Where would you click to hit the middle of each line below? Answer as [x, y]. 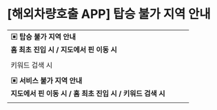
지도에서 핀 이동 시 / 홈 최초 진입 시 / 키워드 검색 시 [88, 93]
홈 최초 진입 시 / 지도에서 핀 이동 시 [64, 49]
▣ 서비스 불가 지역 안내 [46, 80]
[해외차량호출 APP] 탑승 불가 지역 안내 [109, 14]
